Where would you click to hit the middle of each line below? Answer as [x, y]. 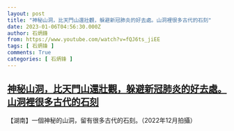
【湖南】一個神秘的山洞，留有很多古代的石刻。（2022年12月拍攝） [102, 120]
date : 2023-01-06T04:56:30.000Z [54, 26]
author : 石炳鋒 [28, 33]
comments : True [29, 53]
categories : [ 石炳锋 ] [40, 59]
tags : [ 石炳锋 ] [31, 46]
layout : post [26, 14]
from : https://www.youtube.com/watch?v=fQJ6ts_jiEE [84, 40]
